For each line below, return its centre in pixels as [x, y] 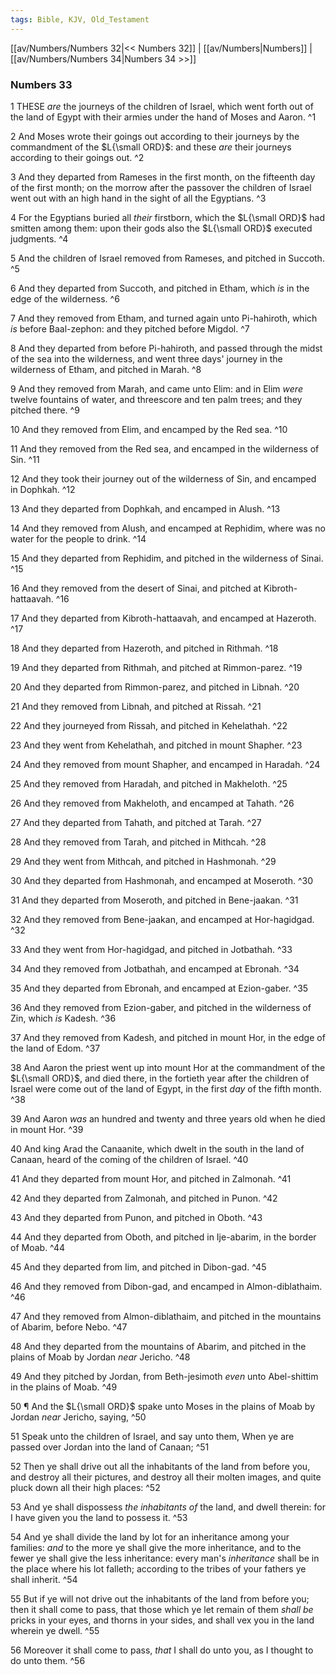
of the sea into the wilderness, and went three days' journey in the [146, 358]
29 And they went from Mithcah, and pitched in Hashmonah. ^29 [143, 861]
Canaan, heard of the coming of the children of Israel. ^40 [129, 1159]
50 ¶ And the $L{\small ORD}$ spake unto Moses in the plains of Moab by [162, 1406]
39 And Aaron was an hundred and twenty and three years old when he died [168, 1118]
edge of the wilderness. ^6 [65, 298]
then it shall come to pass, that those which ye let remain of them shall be [162, 1609]
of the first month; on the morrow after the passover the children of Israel [161, 187]
